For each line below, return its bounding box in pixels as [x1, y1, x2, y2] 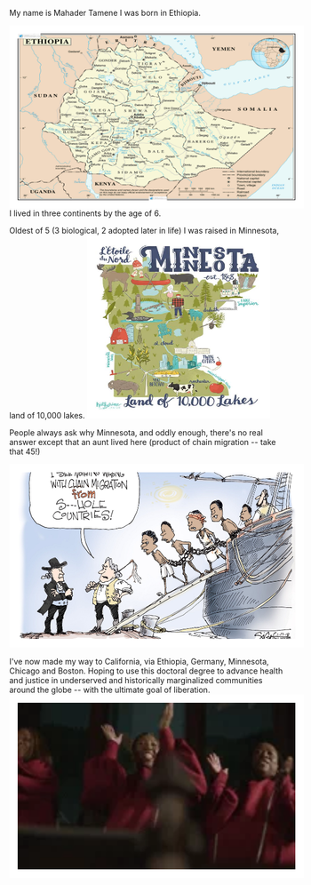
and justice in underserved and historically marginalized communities [9, 675, 263, 685]
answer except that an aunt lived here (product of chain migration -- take [9, 437, 276, 447]
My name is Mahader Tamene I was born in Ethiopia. [9, 8, 202, 18]
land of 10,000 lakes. [9, 411, 86, 420]
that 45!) [9, 446, 41, 457]
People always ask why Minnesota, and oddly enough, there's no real [9, 427, 264, 438]
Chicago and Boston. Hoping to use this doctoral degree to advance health [9, 666, 283, 676]
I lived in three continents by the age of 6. [9, 208, 162, 219]
